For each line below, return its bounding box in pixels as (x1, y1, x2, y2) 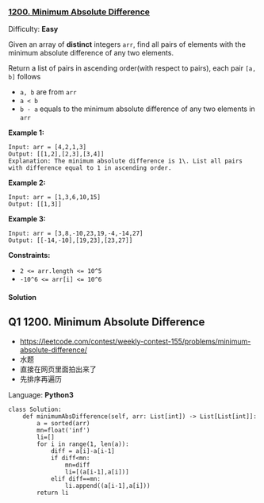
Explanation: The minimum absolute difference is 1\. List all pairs (8, 157, 243, 165)
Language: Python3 (8, 390, 74, 399)
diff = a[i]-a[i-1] (50, 447, 115, 455)
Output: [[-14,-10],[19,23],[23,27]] (8, 236, 133, 244)
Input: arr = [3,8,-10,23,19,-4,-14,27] (8, 229, 144, 238)
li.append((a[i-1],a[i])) (64, 482, 151, 490)
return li (36, 489, 69, 497)
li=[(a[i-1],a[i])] (64, 467, 129, 476)
